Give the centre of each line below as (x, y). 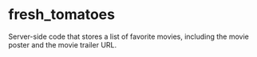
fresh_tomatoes (62, 15)
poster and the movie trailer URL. (63, 44)
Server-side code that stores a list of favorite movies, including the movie (129, 36)
